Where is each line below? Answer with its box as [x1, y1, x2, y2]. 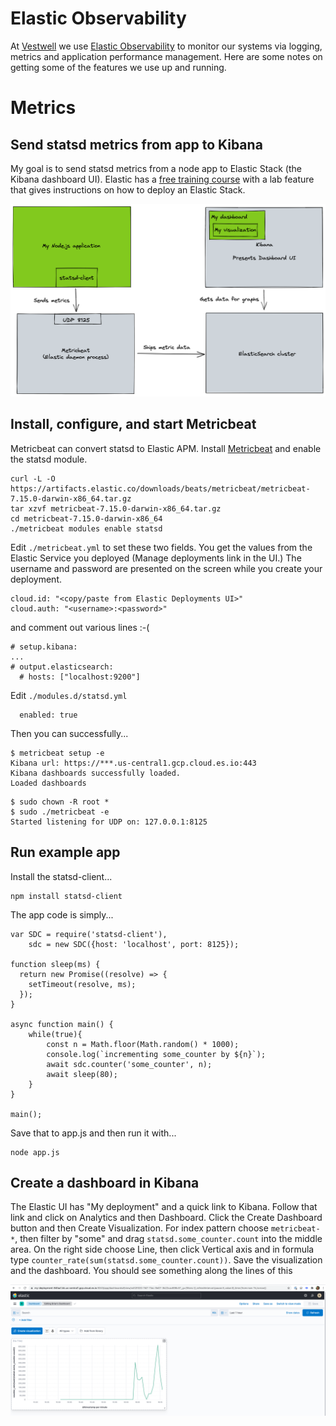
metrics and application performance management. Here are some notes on [10, 50, 323, 62]
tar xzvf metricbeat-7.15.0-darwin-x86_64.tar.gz [10, 503, 222, 514]
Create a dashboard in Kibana [10, 1175, 200, 1192]
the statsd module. [10, 453, 88, 465]
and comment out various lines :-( [10, 621, 150, 633]
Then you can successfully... [10, 727, 129, 739]
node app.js [10, 1147, 60, 1157]
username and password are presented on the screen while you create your [10, 562, 323, 574]
